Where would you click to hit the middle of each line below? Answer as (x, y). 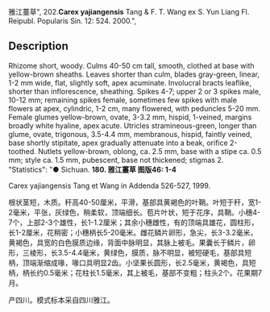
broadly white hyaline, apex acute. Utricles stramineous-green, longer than (133, 125)
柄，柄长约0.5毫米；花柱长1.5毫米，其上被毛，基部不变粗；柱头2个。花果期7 (135, 272)
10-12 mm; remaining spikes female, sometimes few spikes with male (123, 100)
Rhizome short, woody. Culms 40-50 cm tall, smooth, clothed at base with (131, 65)
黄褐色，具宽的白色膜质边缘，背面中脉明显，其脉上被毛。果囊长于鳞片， (128, 242)
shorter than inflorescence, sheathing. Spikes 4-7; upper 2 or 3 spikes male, (135, 91)
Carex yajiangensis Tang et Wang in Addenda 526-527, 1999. (110, 185)
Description (38, 46)
